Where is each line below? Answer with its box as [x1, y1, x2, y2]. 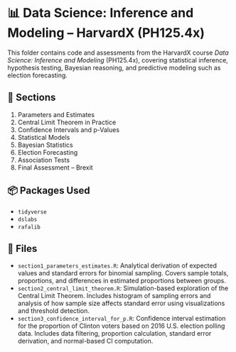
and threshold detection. [17, 307, 90, 315]
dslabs [17, 216, 38, 223]
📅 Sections [7, 92, 56, 104]
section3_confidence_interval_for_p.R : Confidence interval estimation [17, 314, 226, 323]
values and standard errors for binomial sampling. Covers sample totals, [17, 269, 229, 277]
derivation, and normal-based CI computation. [17, 337, 154, 346]
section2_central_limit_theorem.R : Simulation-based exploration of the [17, 284, 229, 292]
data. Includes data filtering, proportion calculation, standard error [17, 329, 212, 338]
